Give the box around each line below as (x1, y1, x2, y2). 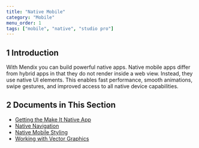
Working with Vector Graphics (14, 135, 89, 142)
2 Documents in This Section (6, 100, 116, 110)
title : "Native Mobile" (6, 8, 66, 15)
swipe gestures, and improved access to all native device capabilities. (6, 83, 179, 90)
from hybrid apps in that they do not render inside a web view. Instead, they (6, 70, 193, 77)
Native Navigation (14, 122, 59, 129)
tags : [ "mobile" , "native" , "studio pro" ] (6, 25, 114, 32)
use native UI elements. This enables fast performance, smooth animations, (6, 76, 193, 84)
